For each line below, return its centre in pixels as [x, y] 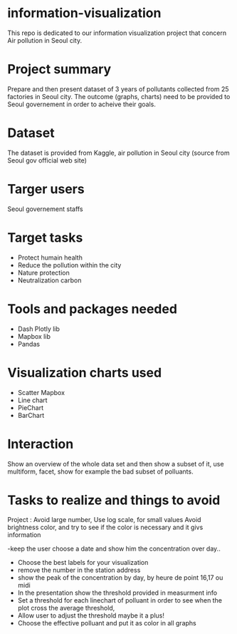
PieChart [31, 407]
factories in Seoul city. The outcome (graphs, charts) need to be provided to [119, 96]
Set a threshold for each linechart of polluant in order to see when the [120, 600]
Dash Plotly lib [39, 329]
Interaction [41, 444]
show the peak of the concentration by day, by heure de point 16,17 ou [120, 578]
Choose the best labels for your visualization [83, 563]
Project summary [59, 70]
